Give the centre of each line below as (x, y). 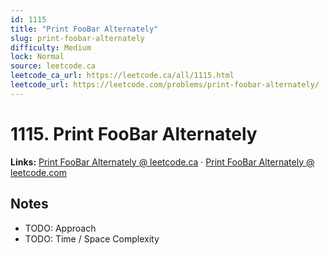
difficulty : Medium (51, 47)
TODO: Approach (60, 228)
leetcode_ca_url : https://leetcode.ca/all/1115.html (122, 76)
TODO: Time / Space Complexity (92, 238)
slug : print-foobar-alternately (77, 38)
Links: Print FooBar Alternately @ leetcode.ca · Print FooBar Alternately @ (162, 162)
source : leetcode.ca (53, 66)
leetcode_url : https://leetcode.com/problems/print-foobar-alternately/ (165, 85)
